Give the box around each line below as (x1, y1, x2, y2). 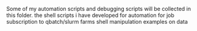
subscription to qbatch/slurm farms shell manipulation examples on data (6, 18, 188, 25)
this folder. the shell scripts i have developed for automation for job (6, 12, 175, 19)
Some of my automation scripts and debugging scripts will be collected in (6, 5, 191, 12)
